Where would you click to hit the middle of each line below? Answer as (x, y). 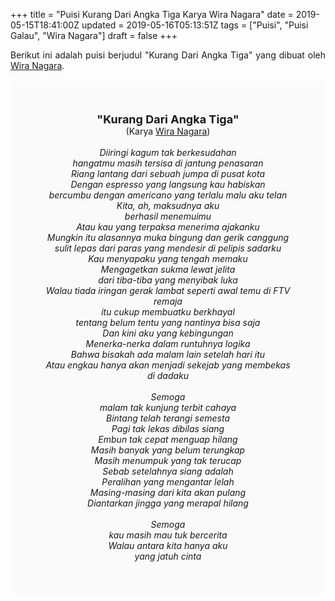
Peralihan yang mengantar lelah (168, 482)
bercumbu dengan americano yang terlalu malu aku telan (168, 195)
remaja (168, 301)
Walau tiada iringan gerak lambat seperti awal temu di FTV (168, 290)
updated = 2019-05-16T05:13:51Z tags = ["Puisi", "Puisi (195, 25)
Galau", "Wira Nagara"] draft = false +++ (94, 35)
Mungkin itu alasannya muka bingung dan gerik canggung (168, 237)
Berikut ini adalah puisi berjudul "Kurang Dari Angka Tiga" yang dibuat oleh (168, 55)
